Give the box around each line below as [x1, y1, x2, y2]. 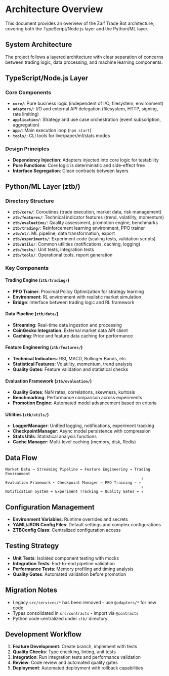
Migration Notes [5, 586, 57, 595]
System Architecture [5, 40, 72, 49]
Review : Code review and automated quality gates [12, 659, 118, 666]
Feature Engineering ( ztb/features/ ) [5, 344, 83, 350]
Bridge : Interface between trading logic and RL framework [12, 299, 135, 305]
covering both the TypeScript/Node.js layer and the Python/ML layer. [5, 25, 149, 31]
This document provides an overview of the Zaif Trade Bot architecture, [5, 20, 154, 26]
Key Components [5, 265, 49, 272]
